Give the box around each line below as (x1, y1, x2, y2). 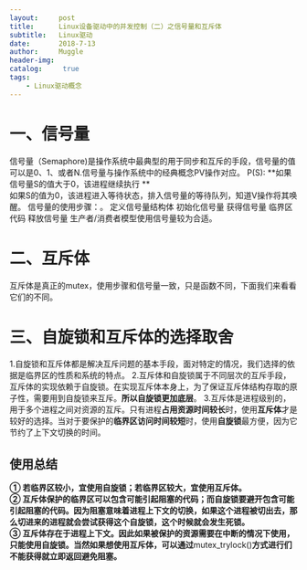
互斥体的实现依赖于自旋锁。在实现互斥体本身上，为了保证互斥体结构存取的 (9, 381, 290, 393)
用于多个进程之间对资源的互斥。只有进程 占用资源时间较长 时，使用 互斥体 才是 (9, 404, 298, 416)
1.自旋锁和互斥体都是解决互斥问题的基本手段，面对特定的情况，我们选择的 (9, 358, 288, 370)
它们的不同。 (9, 291, 58, 302)
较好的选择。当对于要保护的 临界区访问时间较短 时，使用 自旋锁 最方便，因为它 (9, 416, 298, 427)
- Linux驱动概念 (26, 81, 82, 90)
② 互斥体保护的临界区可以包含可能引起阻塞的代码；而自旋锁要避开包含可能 (9, 494, 295, 505)
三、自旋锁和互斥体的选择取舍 (9, 326, 235, 347)
